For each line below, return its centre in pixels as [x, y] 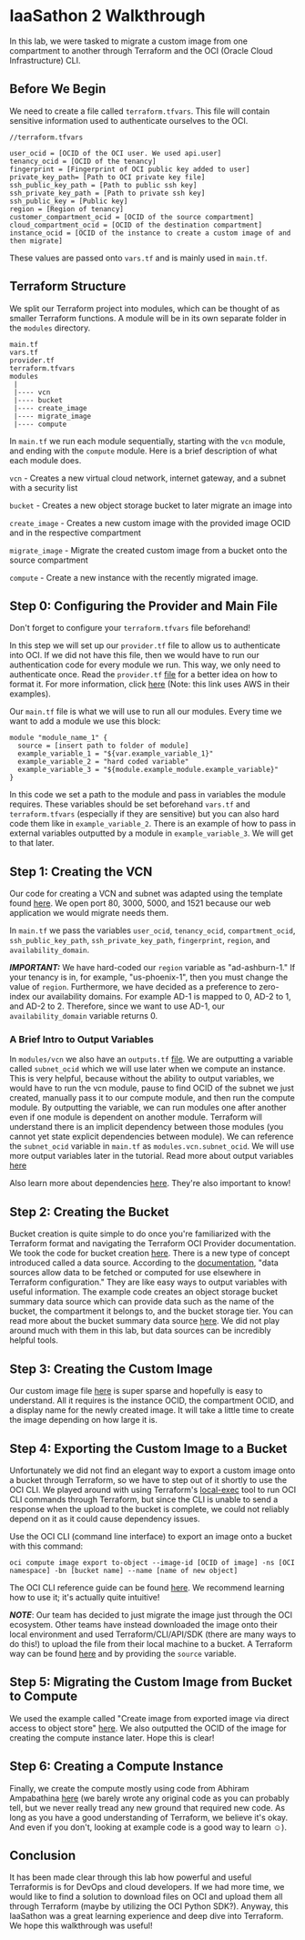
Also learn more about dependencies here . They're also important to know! [150, 1183]
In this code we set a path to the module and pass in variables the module [148, 795]
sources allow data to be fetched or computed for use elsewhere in [135, 1273]
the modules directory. [50, 328]
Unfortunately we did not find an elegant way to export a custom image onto [152, 1470]
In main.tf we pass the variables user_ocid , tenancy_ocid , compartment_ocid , [152, 930]
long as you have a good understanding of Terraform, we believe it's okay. [149, 1817]
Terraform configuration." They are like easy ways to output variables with [148, 1282]
